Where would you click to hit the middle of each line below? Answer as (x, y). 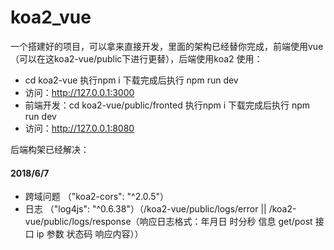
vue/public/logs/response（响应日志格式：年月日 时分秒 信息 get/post (168, 222)
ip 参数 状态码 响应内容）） (90, 234)
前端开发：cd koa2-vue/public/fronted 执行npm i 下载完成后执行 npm (167, 105)
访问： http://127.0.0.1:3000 (79, 92)
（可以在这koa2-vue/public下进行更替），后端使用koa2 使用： (136, 58)
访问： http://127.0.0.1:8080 (79, 128)
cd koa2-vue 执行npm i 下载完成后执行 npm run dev (131, 80)
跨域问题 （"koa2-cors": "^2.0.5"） (97, 197)
